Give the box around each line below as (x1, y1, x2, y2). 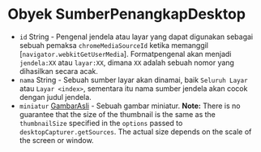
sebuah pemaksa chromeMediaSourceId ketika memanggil (19, 40, 208, 50)
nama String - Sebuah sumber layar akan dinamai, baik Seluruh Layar (19, 75, 248, 85)
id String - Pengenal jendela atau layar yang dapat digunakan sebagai (19, 32, 254, 41)
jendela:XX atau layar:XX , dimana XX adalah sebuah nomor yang (19, 58, 234, 67)
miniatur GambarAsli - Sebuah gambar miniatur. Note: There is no (19, 101, 241, 111)
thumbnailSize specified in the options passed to (19, 118, 183, 128)
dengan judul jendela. (19, 92, 92, 102)
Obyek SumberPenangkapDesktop (7, 5, 246, 24)
